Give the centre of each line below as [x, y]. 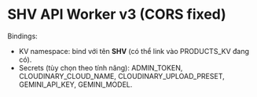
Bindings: [23, 36]
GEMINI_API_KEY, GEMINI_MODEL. [75, 84]
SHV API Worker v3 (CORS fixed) [117, 14]
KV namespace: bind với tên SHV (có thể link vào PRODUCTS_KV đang [134, 51]
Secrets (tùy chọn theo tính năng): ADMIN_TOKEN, [101, 67]
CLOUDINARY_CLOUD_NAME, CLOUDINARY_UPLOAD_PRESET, [121, 76]
